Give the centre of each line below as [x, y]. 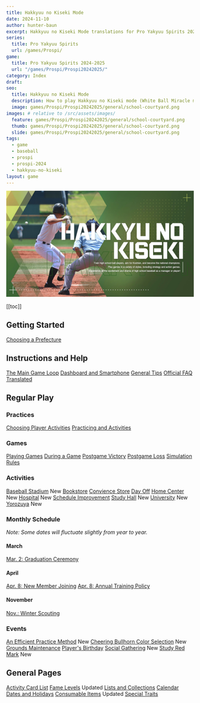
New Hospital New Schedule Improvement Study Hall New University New [97, 497]
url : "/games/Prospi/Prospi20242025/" [60, 69]
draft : [14, 82]
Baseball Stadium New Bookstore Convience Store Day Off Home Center [95, 491]
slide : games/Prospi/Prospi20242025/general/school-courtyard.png [96, 132]
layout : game [22, 176]
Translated [19, 379]
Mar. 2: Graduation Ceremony [43, 559]
